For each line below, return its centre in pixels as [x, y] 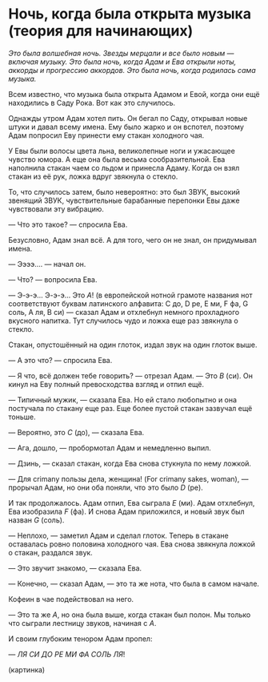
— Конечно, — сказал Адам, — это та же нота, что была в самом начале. [134, 583]
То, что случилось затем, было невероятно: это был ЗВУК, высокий [124, 192]
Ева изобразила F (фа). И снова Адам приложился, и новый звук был [127, 511]
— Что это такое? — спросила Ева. [68, 224]
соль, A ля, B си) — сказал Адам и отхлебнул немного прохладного [124, 312]
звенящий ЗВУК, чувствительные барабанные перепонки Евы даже [124, 200]
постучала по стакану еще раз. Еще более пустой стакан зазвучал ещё [130, 408]
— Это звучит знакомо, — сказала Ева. [75, 568]
